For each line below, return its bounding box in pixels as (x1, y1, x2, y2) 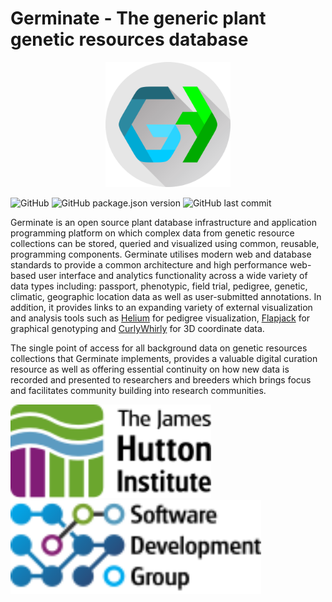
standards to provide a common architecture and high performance (10, 258, 288, 271)
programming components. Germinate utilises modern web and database (10, 248, 312, 260)
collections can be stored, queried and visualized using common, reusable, (10, 237, 320, 249)
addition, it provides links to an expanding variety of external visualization (10, 301, 313, 313)
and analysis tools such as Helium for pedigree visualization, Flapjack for (10, 312, 311, 324)
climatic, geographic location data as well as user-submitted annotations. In (10, 290, 322, 302)
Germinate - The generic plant (10, 7, 267, 30)
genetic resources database (10, 28, 249, 51)
